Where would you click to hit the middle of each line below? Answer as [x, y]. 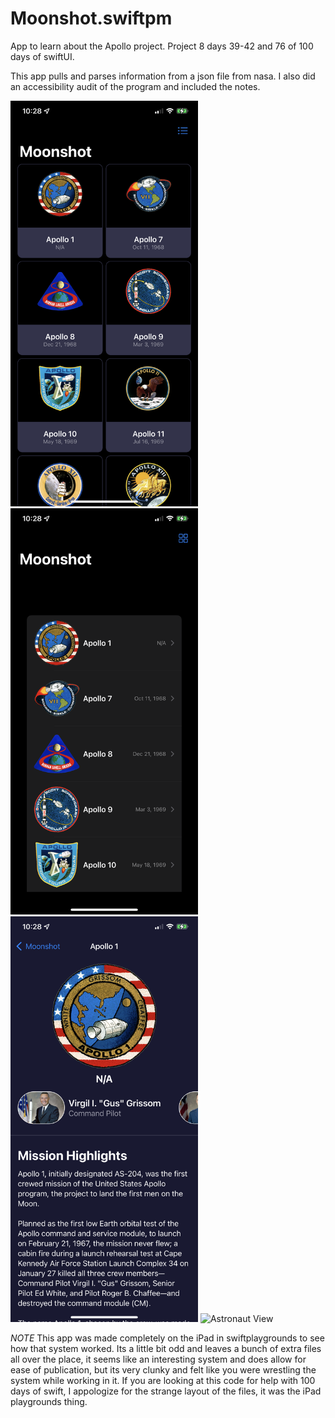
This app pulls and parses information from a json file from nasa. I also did [163, 76]
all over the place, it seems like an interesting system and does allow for [158, 1359]
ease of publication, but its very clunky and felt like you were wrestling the [163, 1370]
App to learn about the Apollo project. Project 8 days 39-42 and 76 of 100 [162, 46]
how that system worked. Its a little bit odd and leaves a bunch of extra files [166, 1349]
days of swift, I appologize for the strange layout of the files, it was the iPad [166, 1391]
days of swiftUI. [42, 56]
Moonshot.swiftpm [91, 18]
